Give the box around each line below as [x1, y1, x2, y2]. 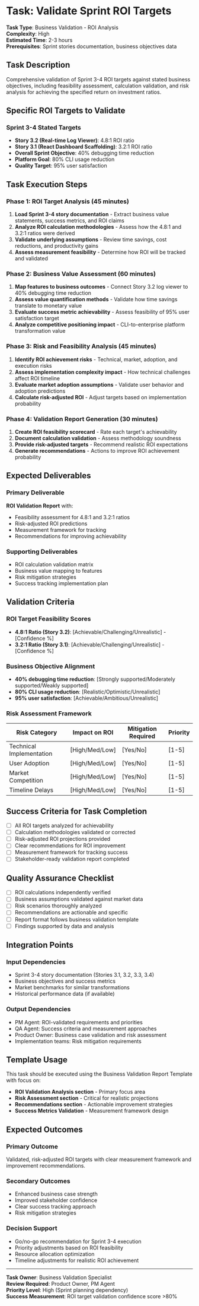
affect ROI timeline [14, 374, 60, 381]
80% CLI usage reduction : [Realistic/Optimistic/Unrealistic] [14, 688, 161, 695]
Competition [9, 777, 43, 785]
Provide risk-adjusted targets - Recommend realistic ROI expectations [14, 441, 188, 448]
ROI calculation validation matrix [14, 561, 94, 568]
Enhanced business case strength [14, 1190, 98, 1198]
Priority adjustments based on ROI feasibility [14, 1244, 123, 1251]
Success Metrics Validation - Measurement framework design [14, 1107, 169, 1115]
